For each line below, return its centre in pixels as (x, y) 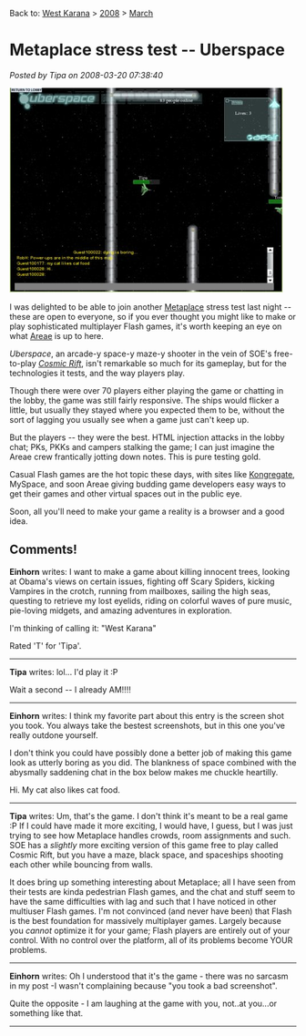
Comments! (43, 550)
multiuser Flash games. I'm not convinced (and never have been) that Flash (151, 911)
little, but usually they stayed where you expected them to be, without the (147, 410)
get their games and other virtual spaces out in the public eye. (126, 493)
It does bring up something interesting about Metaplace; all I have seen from (153, 882)
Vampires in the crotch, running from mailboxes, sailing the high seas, (140, 590)
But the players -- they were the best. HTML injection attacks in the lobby (147, 437)
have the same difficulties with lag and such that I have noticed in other (143, 901)
